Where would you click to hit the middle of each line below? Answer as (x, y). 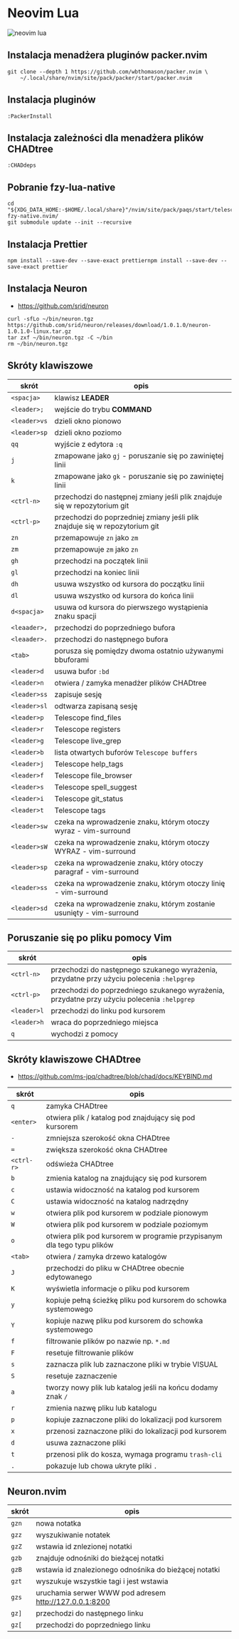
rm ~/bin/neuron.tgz (38, 343)
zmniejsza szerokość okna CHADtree (108, 1138)
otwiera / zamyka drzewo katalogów (106, 1257)
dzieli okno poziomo (88, 433)
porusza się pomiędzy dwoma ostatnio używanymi (139, 651)
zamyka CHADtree (77, 1106)
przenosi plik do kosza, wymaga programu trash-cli (134, 1454)
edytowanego (69, 1277)
